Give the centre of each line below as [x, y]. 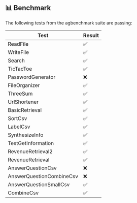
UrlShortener [23, 102]
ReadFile [18, 44]
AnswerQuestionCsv [32, 168]
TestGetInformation [31, 143]
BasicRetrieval [25, 110]
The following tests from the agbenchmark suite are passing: [69, 23]
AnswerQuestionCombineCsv [43, 176]
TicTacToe [20, 69]
